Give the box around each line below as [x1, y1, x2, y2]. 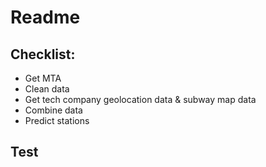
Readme [10, 6, 81, 29]
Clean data [24, 83, 70, 95]
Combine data [24, 104, 83, 116]
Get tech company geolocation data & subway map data [24, 94, 257, 105]
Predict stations [24, 115, 90, 126]
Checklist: [10, 46, 76, 63]
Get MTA [24, 72, 62, 84]
